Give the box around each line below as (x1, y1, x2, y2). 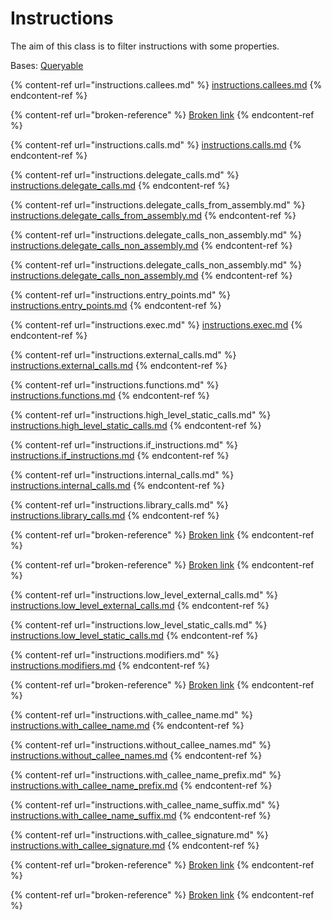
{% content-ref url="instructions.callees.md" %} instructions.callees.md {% (10, 78, 323, 91)
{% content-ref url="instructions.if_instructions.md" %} (10, 438, 238, 451)
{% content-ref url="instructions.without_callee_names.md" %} (10, 738, 272, 751)
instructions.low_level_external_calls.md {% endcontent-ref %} (10, 599, 270, 611)
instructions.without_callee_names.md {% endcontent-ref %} (10, 749, 263, 761)
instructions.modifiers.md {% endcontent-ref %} (10, 659, 211, 671)
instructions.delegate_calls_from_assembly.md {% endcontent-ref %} (10, 209, 297, 221)
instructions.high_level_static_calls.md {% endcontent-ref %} (10, 419, 262, 431)
